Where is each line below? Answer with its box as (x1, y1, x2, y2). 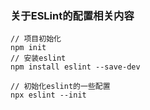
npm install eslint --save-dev (10, 62, 141, 72)
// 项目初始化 (10, 34, 62, 44)
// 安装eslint (10, 53, 67, 64)
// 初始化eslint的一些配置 (10, 82, 111, 92)
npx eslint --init (10, 90, 87, 101)
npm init (10, 43, 47, 53)
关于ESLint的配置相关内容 (10, 8, 135, 22)
